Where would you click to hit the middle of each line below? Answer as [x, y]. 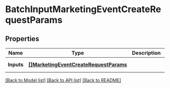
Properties [22, 39]
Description [146, 53]
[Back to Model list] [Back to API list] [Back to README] [63, 80]
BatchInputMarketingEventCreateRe [83, 9]
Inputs [16, 64]
